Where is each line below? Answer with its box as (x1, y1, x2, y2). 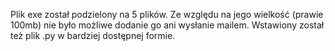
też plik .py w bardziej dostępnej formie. (10, 30, 176, 41)
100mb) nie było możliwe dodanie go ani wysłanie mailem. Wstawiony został (10, 19, 325, 31)
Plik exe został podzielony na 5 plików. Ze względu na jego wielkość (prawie (10, 9, 324, 20)
